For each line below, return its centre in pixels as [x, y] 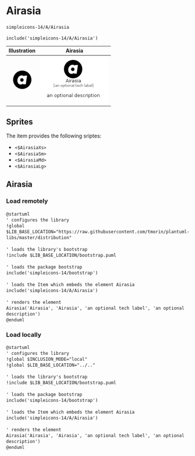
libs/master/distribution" [39, 237]
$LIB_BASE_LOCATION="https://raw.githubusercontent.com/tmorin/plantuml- [98, 232]
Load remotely [27, 201]
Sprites [20, 122]
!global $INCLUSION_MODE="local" [47, 359]
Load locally [24, 334]
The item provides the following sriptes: [54, 136]
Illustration [22, 51]
